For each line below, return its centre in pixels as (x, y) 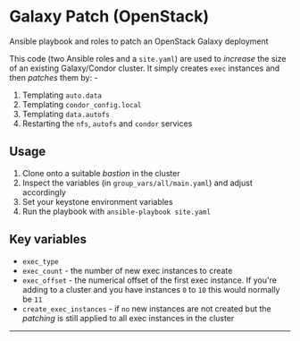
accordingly (44, 192)
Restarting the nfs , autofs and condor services (107, 124)
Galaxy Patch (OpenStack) (109, 17)
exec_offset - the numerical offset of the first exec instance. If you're (149, 280)
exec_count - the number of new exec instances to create (127, 270)
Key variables (48, 239)
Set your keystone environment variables (97, 201)
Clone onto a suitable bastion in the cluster (101, 173)
